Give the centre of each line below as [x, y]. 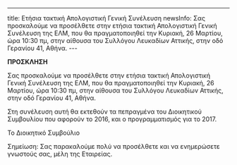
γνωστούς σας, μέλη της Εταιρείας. [60, 154]
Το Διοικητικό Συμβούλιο [43, 133]
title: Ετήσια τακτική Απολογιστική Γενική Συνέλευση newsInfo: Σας [107, 18]
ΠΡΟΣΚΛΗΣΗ [28, 62]
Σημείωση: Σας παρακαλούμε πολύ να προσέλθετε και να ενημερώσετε [114, 146]
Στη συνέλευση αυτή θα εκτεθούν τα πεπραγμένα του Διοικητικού [105, 111]
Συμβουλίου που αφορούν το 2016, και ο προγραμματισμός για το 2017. [112, 119]
